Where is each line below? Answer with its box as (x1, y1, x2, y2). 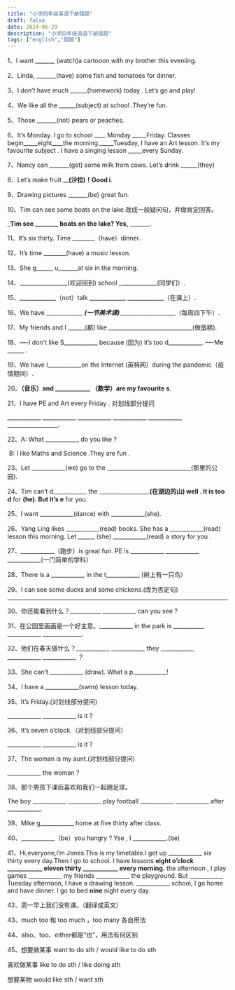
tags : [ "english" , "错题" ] (7, 36, 81, 43)
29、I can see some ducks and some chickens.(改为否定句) (7, 585, 178, 594)
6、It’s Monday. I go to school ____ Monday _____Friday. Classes (7, 131, 191, 140)
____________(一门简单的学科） (7, 555, 92, 564)
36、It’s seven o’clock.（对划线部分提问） (7, 726, 127, 735)
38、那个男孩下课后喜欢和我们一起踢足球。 (7, 783, 131, 792)
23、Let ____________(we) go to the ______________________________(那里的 (7, 463, 212, 472)
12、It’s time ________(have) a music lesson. (7, 249, 131, 257)
